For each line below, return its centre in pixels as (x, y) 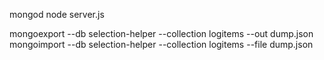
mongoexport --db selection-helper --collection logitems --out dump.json (161, 33)
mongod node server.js (57, 14)
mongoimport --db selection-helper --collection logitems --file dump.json (161, 44)
